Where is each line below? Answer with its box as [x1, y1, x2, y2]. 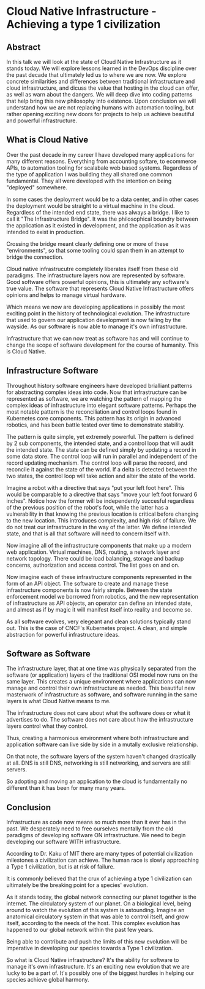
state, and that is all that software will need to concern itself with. [6, 530, 171, 537]
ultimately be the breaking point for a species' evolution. [6, 881, 148, 889]
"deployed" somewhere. [6, 183, 68, 191]
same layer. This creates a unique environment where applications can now [6, 678, 196, 685]
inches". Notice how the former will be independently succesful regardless [6, 497, 195, 505]
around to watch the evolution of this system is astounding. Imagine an [6, 907, 185, 914]
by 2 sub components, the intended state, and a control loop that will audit [6, 439, 194, 447]
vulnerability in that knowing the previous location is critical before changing [6, 510, 199, 518]
